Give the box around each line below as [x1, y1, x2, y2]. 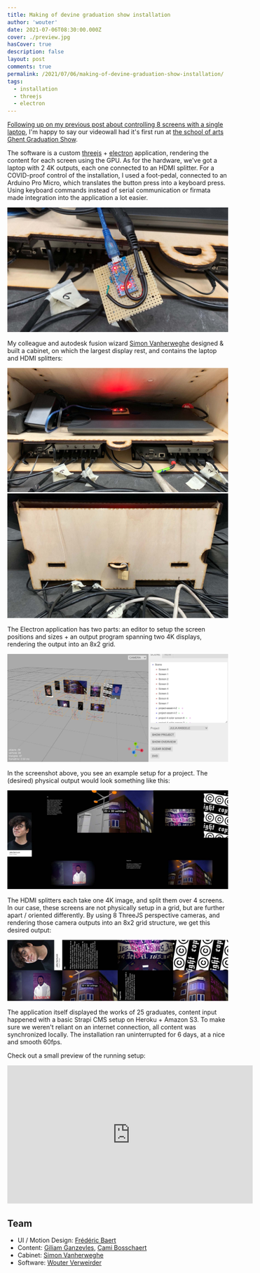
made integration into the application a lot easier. [7, 194, 149, 202]
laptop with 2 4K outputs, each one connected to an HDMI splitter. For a [7, 164, 215, 172]
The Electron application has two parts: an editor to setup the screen [7, 625, 205, 633]
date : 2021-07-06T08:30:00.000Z [7, 26, 102, 33]
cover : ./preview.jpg [7, 34, 71, 41]
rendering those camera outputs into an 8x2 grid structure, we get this [7, 918, 210, 926]
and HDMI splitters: [7, 354, 63, 362]
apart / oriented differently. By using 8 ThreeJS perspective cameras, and [7, 911, 220, 919]
